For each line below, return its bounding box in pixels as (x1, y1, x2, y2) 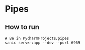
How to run (5, 23, 40, 31)
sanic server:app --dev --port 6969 (5, 40, 80, 45)
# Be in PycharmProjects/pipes (5, 36, 69, 41)
